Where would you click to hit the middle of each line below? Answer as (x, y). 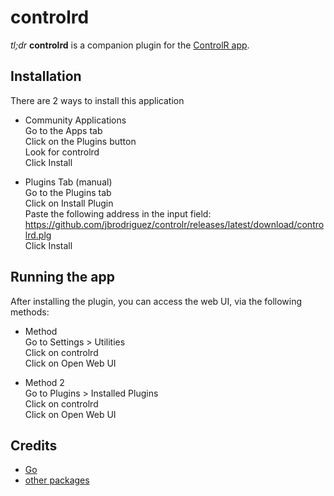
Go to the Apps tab (63, 130)
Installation (46, 76)
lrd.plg (38, 235)
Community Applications (75, 120)
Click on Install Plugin (69, 203)
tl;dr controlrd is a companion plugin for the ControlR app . (130, 45)
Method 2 (44, 382)
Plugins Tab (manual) (68, 182)
